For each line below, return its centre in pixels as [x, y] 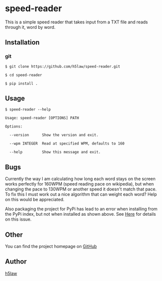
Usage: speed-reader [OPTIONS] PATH [42, 118]
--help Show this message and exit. [55, 152]
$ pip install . [21, 83]
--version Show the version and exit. [54, 135]
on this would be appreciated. [35, 200]
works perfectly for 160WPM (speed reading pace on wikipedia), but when [80, 184]
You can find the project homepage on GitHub [51, 246]
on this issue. [18, 219]
